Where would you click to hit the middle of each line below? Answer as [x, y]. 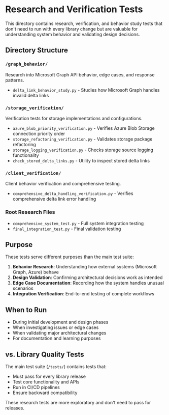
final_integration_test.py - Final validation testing [67, 229]
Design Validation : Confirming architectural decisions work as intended [88, 278]
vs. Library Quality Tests [45, 354]
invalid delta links [31, 95]
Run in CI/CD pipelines [36, 387]
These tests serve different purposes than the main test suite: [70, 257]
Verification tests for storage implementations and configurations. [74, 118]
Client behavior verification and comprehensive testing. [63, 184]
